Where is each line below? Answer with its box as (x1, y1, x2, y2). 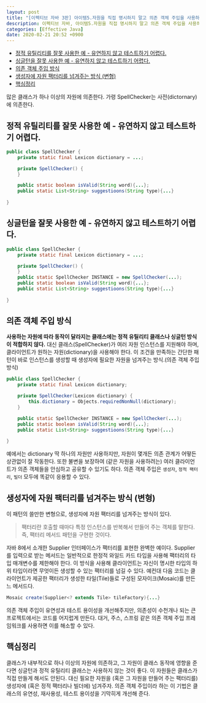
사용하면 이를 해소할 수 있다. (27, 621, 95, 629)
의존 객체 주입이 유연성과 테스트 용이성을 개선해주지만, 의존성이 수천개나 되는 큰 (6, 606, 196, 614)
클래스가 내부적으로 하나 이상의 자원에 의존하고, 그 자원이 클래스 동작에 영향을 (6, 659, 191, 666)
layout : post (6, 9, 40, 15)
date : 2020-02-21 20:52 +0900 (6, 32, 84, 38)
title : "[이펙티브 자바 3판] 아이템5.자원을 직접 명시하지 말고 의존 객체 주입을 (6, 15, 185, 21)
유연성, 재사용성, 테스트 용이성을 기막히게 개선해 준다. (22, 689, 150, 697)
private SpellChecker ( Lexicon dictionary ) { (17, 393, 133, 399)
